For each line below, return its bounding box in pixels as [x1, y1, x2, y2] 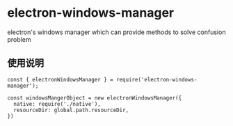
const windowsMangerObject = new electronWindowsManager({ [7, 94, 182, 102]
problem [7, 35, 31, 43]
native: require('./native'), [13, 100, 101, 107]
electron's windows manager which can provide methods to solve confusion [7, 28, 226, 36]
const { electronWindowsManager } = [7, 76, 113, 83]
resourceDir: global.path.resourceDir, [13, 107, 129, 113]
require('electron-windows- [115, 76, 198, 83]
